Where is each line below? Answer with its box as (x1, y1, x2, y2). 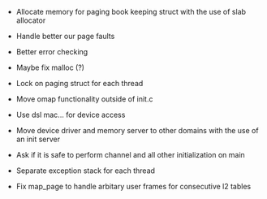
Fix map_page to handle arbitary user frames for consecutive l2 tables (15, 182, 252, 191)
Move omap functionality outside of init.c (15, 94, 153, 104)
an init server (15, 134, 61, 144)
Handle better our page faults (15, 32, 115, 41)
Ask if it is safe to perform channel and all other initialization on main (15, 150, 245, 159)
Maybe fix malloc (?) (15, 63, 85, 72)
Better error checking (15, 47, 88, 56)
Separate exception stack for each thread (15, 166, 156, 175)
